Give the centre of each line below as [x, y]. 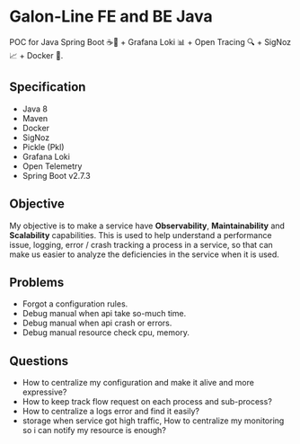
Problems [37, 282]
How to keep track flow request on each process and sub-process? [147, 402]
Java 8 [35, 109]
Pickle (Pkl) [43, 147]
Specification [48, 87]
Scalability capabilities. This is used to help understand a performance [141, 235]
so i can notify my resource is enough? [94, 431]
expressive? [44, 392]
